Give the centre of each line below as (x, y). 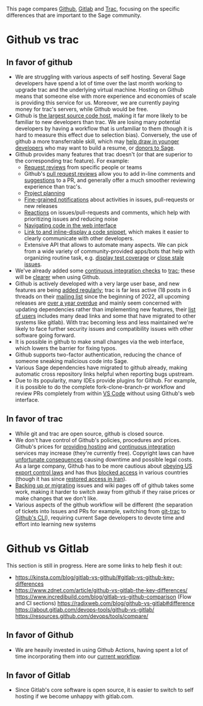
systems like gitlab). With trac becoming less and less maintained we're (104, 322)
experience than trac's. (53, 187)
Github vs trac (43, 40)
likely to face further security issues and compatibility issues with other (104, 329)
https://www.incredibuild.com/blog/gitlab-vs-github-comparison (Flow (103, 597)
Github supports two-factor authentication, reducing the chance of (98, 355)
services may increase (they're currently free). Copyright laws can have (105, 453)
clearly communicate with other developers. (79, 238)
